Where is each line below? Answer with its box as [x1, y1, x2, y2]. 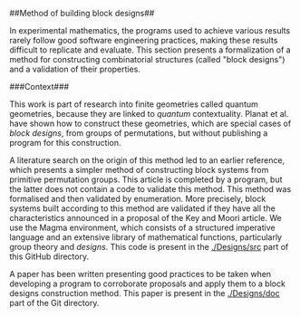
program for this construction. [9, 138, 121, 148]
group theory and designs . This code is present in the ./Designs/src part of [9, 242, 289, 252]
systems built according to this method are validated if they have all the [9, 203, 276, 214]
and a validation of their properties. [9, 63, 140, 74]
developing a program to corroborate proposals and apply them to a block [9, 278, 285, 289]
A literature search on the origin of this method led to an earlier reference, [9, 155, 285, 166]
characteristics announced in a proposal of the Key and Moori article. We [9, 213, 283, 223]
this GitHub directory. [9, 251, 89, 262]
